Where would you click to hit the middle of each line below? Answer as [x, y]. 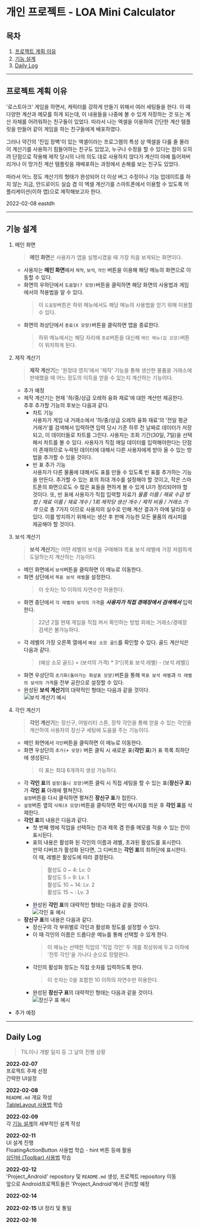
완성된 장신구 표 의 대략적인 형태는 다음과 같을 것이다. [93, 992]
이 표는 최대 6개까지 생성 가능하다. [78, 770]
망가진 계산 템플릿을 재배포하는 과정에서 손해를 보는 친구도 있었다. [104, 164]
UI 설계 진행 [20, 1143]
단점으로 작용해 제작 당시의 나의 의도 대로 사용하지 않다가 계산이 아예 [91, 156]
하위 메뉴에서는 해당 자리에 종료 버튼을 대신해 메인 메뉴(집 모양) [109, 337]
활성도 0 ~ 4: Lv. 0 [69, 869]
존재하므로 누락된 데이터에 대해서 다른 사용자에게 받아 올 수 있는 [112, 450]
